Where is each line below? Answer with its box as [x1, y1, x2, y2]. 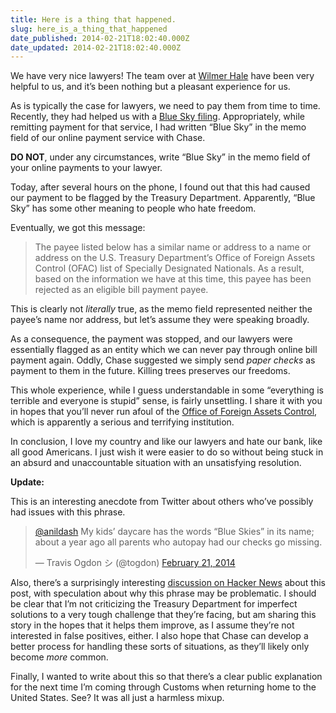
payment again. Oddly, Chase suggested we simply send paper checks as [10, 354, 316, 366]
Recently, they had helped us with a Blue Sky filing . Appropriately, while [10, 111, 306, 123]
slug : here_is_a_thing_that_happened [10, 24, 168, 34]
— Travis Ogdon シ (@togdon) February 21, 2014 [34, 557, 236, 569]
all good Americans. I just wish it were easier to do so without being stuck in [10, 446, 324, 458]
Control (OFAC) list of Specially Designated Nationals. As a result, [34, 262, 305, 275]
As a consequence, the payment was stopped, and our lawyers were [10, 333, 293, 345]
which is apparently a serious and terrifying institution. [10, 416, 235, 428]
